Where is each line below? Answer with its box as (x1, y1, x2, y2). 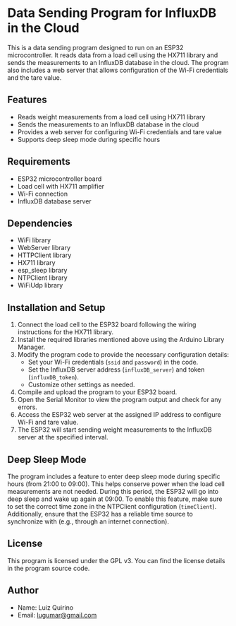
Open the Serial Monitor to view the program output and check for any (17, 396, 222, 404)
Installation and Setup (7, 302, 106, 314)
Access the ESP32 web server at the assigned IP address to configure (17, 411, 222, 419)
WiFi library (17, 236, 51, 244)
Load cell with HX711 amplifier (17, 182, 104, 190)
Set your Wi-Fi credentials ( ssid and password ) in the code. (27, 358, 199, 367)
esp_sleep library (17, 266, 68, 275)
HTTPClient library (17, 251, 72, 259)
